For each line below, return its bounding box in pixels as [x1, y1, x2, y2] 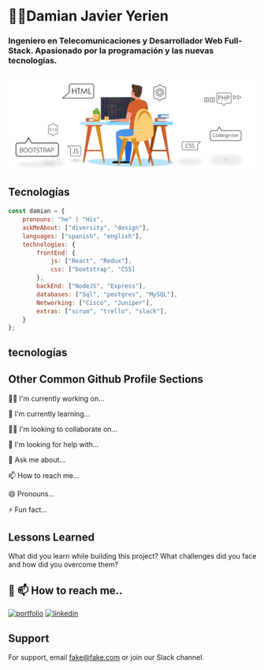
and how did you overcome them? [8, 560, 119, 570]
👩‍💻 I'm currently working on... [8, 393, 105, 403]
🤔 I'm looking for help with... [8, 439, 99, 449]
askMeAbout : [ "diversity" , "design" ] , [22, 224, 150, 231]
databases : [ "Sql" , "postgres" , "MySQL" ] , [36, 290, 178, 299]
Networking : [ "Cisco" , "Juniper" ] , [36, 299, 154, 307]
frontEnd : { [36, 249, 76, 257]
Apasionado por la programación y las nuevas [35, 45, 214, 56]
